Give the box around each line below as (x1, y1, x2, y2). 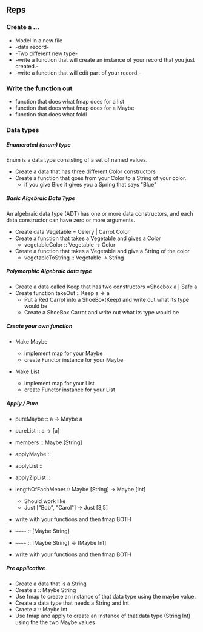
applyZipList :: (15, 474, 51, 481)
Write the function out (6, 84, 73, 93)
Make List (15, 368, 40, 375)
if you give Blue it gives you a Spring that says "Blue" (24, 181, 157, 188)
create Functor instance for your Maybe (24, 356, 124, 363)
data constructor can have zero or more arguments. (6, 216, 135, 224)
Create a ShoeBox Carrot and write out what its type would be (24, 308, 179, 316)
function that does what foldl (15, 110, 87, 118)
